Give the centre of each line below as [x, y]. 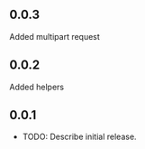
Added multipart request [55, 36]
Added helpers [37, 87]
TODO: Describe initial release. [79, 137]
